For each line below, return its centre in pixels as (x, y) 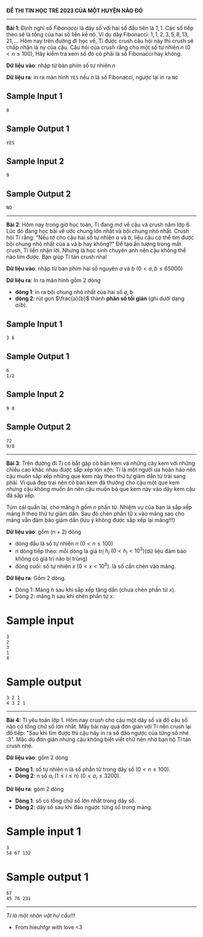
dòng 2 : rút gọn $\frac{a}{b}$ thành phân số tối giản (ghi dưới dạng (100, 299)
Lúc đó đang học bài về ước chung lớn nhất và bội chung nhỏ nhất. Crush (98, 231)
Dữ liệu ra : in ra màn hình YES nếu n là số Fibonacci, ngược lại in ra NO (92, 77)
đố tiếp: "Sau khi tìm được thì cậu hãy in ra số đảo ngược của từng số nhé (98, 733)
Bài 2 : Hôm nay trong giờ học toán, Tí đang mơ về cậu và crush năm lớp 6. (99, 225)
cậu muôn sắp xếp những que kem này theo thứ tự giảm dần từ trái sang (96, 476)
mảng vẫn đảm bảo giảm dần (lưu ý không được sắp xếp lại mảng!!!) (91, 520)
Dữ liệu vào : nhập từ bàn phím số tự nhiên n (61, 65)
